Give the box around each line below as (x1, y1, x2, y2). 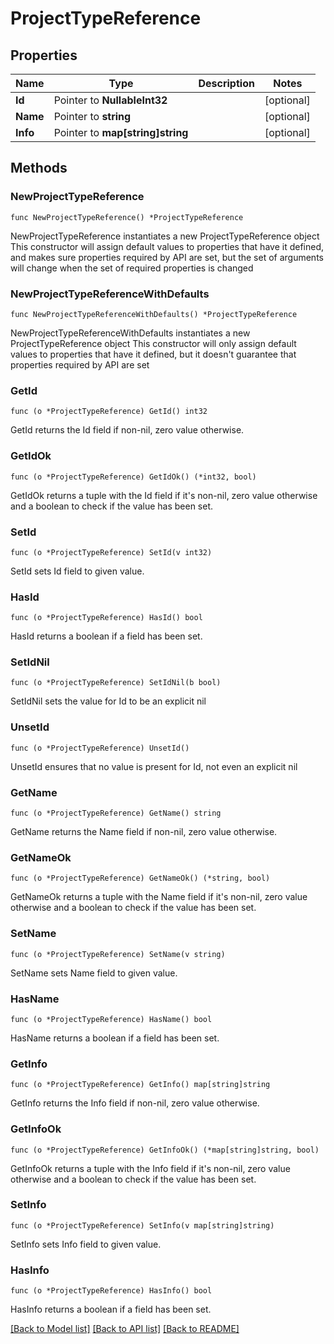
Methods (10, 160, 68, 177)
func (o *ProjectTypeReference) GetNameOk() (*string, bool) (10, 873, 271, 884)
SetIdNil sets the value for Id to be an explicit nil (10, 695, 207, 707)
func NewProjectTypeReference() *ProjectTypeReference (10, 212, 244, 222)
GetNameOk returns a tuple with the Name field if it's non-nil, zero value (10, 891, 308, 903)
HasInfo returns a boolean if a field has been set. (10, 1303, 212, 1316)
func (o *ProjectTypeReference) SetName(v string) (10, 949, 226, 959)
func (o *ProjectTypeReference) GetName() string (10, 808, 222, 819)
